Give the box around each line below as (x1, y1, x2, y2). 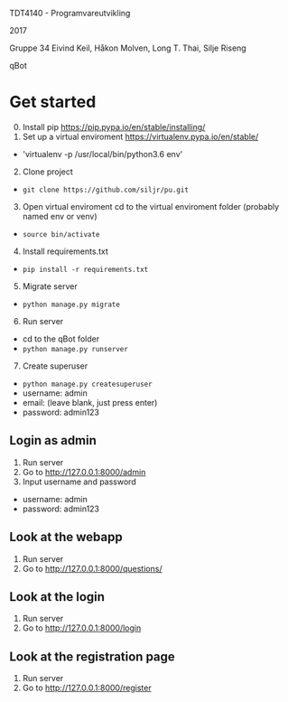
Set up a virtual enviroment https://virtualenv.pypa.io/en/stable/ (22, 131, 259, 142)
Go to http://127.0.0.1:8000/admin (22, 466, 146, 477)
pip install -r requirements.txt (22, 265, 149, 274)
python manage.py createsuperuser (22, 379, 153, 388)
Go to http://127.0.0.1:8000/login (22, 622, 142, 633)
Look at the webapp (9, 529, 124, 545)
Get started (9, 92, 97, 112)
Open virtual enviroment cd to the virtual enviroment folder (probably (22, 201, 280, 211)
